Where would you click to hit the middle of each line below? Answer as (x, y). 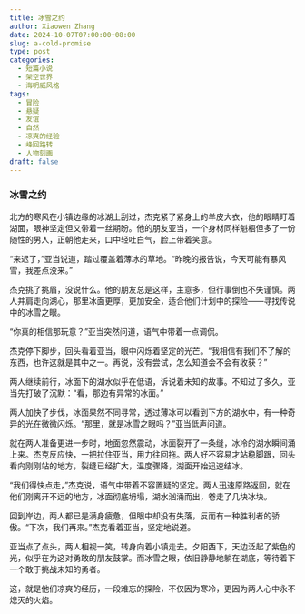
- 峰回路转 (35, 145)
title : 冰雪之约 (37, 18)
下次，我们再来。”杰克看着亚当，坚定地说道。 (112, 527)
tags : (20, 94)
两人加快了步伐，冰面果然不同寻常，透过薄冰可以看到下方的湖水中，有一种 (148, 412)
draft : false (34, 161)
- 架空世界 (35, 77)
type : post (30, 52)
